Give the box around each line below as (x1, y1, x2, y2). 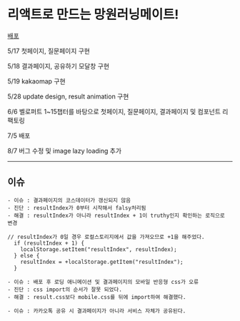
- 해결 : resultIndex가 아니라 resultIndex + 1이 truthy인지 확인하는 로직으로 (7, 212, 225, 219)
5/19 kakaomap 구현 (7, 76, 66, 86)
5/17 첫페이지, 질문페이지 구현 (7, 46, 91, 55)
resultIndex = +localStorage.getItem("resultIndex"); (20, 258, 184, 265)
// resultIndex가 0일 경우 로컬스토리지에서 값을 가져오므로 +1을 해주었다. (7, 233, 205, 240)
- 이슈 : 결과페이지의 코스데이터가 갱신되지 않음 (7, 197, 131, 204)
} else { (14, 252, 40, 259)
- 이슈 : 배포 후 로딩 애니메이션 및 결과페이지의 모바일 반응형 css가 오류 (7, 278, 199, 285)
